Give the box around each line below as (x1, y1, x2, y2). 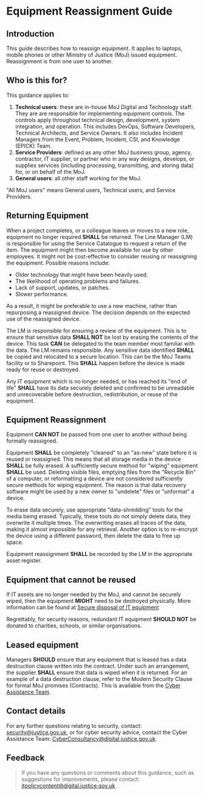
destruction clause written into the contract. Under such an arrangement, (6, 663, 190, 670)
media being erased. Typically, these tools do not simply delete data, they (6, 513, 191, 520)
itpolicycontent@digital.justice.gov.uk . (21, 782, 117, 789)
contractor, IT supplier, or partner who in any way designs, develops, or (15, 155, 195, 162)
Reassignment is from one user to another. (6, 58, 113, 65)
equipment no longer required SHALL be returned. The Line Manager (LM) (6, 233, 193, 240)
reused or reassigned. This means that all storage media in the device (6, 455, 181, 463)
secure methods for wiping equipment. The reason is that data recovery (6, 482, 187, 489)
